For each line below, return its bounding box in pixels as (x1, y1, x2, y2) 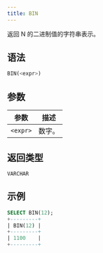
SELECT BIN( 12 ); (7, 209, 54, 216)
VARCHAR (7, 170, 30, 177)
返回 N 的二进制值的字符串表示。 (7, 29, 100, 38)
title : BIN (7, 10, 38, 17)
